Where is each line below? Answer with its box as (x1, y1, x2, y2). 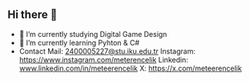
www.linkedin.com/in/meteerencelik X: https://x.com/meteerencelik (18, 63, 242, 73)
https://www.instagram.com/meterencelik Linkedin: (18, 55, 189, 64)
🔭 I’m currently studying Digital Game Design (18, 29, 167, 38)
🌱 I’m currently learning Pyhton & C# (18, 38, 140, 47)
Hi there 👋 (7, 8, 58, 22)
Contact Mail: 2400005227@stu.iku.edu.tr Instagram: (18, 46, 196, 56)
